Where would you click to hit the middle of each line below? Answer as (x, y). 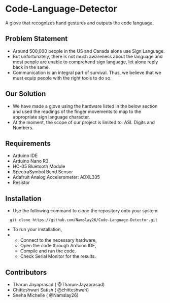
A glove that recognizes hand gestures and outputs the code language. (79, 23)
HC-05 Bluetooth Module (39, 166)
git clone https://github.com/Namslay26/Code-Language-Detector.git (84, 220)
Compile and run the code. (48, 251)
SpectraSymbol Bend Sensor (43, 172)
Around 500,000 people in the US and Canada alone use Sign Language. (89, 51)
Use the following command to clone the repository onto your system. (86, 211)
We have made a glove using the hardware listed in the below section (85, 106)
